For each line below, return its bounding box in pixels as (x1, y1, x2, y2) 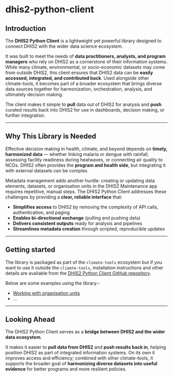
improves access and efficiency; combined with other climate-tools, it (5, 355, 153, 361)
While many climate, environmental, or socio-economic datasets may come (5, 64, 165, 70)
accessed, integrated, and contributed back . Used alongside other (5, 75, 149, 81)
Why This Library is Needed (5, 132, 96, 141)
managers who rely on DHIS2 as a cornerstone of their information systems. (5, 59, 168, 65)
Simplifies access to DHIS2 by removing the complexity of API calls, (12, 204, 159, 210)
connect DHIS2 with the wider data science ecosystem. (5, 43, 124, 49)
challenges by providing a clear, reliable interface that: (5, 194, 123, 200)
